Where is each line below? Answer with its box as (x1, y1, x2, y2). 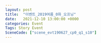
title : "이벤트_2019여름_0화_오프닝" (5, 12, 76, 17)
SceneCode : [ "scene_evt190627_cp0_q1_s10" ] (5, 30, 97, 35)
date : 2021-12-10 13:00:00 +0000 (5, 16, 79, 21)
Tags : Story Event (5, 26, 43, 31)
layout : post (5, 7, 32, 12)
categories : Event (5, 21, 43, 26)
